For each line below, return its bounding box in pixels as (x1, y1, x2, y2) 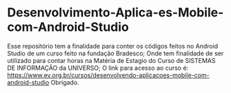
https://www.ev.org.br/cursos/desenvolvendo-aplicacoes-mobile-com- (7, 70, 210, 79)
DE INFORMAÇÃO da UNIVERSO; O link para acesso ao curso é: (7, 64, 189, 72)
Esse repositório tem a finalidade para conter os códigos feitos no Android (7, 42, 219, 50)
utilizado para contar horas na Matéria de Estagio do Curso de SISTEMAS (7, 56, 216, 64)
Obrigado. (50, 78, 79, 86)
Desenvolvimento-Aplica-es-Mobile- (7, 5, 224, 21)
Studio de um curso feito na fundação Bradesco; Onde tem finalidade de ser (7, 49, 224, 57)
